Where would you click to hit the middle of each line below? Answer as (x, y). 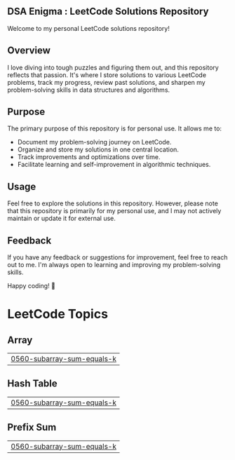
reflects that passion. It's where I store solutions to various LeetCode (107, 75)
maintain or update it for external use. (61, 218)
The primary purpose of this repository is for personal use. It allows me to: (115, 128)
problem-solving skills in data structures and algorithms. (89, 90)
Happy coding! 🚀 (32, 286)
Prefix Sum (32, 427)
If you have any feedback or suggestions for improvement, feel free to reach (117, 257)
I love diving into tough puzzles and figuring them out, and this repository (113, 67)
